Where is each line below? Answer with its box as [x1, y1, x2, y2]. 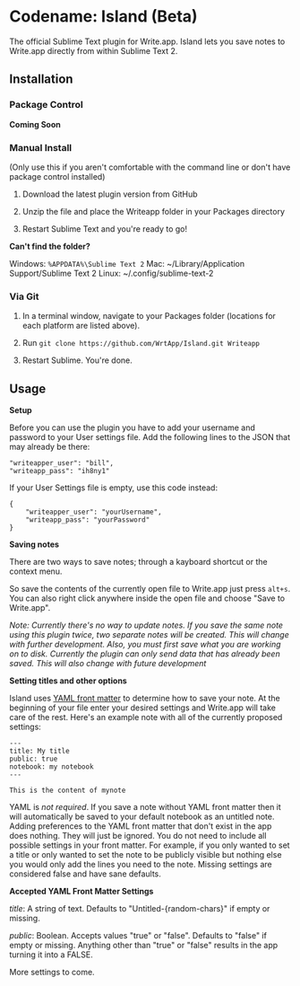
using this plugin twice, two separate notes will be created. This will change [9, 629, 289, 640]
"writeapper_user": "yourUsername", [25, 507, 163, 517]
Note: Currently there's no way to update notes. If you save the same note [9, 620, 284, 630]
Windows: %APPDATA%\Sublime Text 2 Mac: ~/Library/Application [9, 258, 245, 269]
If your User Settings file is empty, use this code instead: [9, 482, 218, 493]
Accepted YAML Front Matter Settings [9, 886, 154, 897]
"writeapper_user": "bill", [9, 459, 115, 468]
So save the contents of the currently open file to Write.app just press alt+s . [9, 584, 291, 594]
